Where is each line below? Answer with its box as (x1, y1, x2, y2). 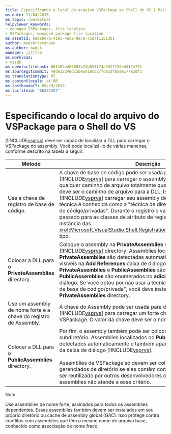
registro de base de (8, 201, 54, 208)
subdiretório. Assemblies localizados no (59, 334, 155, 341)
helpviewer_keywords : (5, 21, 51, 27)
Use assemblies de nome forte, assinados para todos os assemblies (5, 401, 148, 408)
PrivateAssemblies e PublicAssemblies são (59, 266, 166, 274)
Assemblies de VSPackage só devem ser (59, 360, 157, 367)
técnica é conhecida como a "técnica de (59, 201, 156, 208)
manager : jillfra (5, 50, 42, 55)
